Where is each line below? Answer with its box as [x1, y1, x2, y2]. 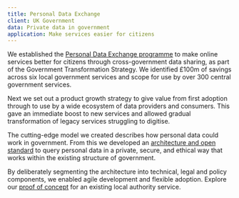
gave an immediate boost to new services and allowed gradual [7, 109, 191, 118]
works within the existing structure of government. [7, 154, 156, 162]
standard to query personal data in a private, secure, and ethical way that [7, 146, 223, 154]
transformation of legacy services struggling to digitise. [7, 117, 171, 126]
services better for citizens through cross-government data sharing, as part [7, 58, 230, 66]
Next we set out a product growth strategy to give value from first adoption [7, 94, 228, 103]
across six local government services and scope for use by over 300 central [7, 73, 231, 81]
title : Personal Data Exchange [7, 10, 101, 18]
